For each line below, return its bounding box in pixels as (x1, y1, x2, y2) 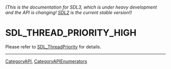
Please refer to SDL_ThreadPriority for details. (5, 43, 102, 50)
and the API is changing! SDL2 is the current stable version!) (5, 9, 132, 15)
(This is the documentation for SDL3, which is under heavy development (5, 4, 157, 10)
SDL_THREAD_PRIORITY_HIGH (5, 27, 137, 38)
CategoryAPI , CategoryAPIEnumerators (5, 58, 88, 64)
